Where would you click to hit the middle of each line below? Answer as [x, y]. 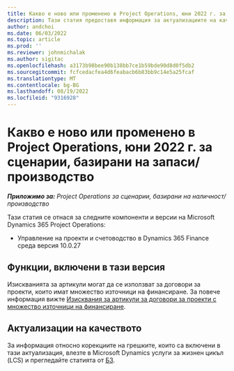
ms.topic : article [34, 40]
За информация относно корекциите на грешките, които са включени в [114, 345]
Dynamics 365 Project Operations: [56, 225]
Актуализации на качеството [75, 328]
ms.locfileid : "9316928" [43, 98]
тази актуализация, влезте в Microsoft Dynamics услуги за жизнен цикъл [116, 352]
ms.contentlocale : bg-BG [43, 85]
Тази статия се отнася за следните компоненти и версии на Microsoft [111, 217]
